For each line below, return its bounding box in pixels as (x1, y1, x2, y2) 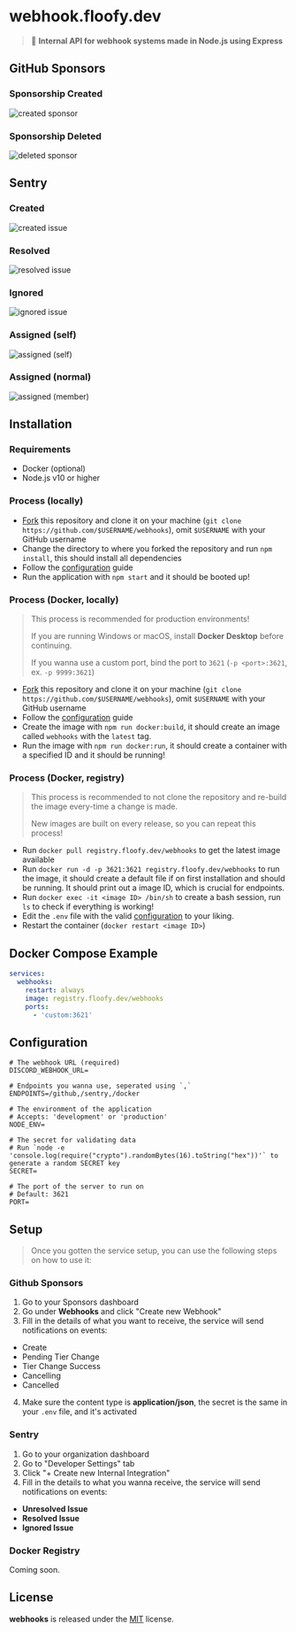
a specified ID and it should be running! (21, 750, 165, 760)
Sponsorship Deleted (9, 130, 102, 142)
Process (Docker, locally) (9, 593, 119, 605)
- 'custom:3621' (32, 1011, 93, 1020)
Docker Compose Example (9, 945, 158, 961)
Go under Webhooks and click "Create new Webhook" (21, 1306, 223, 1317)
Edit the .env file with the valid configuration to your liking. (21, 911, 234, 921)
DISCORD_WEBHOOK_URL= (9, 1066, 89, 1075)
